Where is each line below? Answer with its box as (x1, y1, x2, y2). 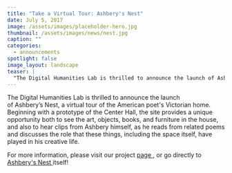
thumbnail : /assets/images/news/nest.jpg (7, 29, 128, 37)
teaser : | (7, 68, 36, 75)
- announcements (13, 49, 60, 56)
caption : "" (7, 36, 41, 43)
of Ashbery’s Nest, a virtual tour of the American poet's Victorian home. (7, 101, 211, 109)
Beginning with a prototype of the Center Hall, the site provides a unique (7, 108, 213, 116)
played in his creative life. (7, 138, 80, 146)
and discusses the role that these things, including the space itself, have (7, 130, 213, 138)
